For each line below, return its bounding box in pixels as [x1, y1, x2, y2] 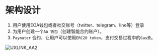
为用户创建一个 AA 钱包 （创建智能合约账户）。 [12, 28, 105, 34]
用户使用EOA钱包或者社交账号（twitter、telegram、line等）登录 [12, 22, 144, 28]
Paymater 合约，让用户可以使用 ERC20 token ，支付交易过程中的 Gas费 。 [12, 34, 156, 40]
